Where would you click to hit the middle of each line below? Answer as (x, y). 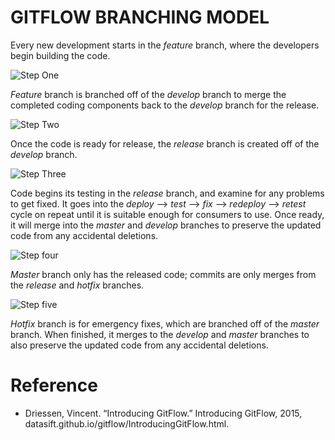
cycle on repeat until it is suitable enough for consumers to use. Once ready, (167, 214)
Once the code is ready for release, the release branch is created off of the (165, 143)
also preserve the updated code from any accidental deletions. (139, 345)
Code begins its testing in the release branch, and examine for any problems (167, 193)
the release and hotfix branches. (77, 285)
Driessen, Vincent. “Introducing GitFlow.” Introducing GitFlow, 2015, (163, 413)
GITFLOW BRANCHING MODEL (140, 17)
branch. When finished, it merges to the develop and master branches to (160, 334)
